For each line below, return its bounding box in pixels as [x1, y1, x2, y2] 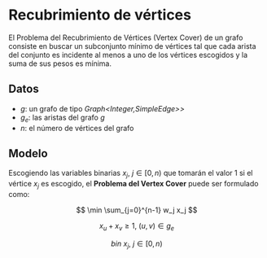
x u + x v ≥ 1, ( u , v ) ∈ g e [98, 221, 175, 233]
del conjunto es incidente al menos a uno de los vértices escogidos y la [8, 50, 248, 59]
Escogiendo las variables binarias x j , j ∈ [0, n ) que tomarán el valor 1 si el [8, 168, 253, 180]
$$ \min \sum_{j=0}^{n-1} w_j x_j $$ [76, 205, 198, 215]
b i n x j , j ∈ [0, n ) [111, 238, 163, 250]
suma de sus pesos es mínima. [8, 59, 112, 68]
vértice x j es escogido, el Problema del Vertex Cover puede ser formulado [8, 179, 259, 190]
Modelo [8, 146, 48, 160]
